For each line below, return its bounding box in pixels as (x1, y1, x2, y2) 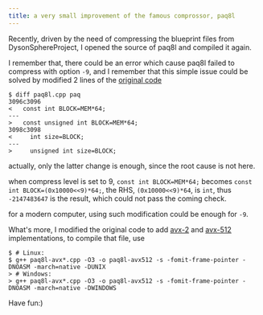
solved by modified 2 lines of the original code (8, 75, 162, 84)
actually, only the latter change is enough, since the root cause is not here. (8, 161, 256, 170)
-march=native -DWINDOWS (33, 284, 117, 292)
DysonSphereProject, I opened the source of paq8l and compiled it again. (8, 42, 252, 52)
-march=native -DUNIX (33, 263, 106, 271)
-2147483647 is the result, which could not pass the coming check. (8, 194, 227, 203)
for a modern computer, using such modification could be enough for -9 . (8, 209, 249, 219)
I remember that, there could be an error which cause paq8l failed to (8, 58, 235, 67)
